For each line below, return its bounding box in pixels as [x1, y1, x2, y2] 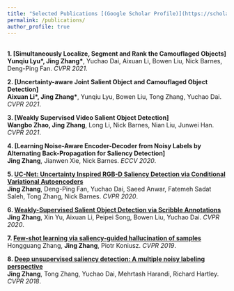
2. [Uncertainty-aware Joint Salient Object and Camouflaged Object [7, 78, 208, 86]
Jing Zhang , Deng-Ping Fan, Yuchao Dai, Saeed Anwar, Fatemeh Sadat [7, 185, 212, 194]
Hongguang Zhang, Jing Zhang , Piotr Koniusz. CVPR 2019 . [7, 242, 176, 250]
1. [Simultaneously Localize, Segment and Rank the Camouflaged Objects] [7, 49, 226, 58]
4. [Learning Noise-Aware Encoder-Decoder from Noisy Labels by [7, 142, 202, 150]
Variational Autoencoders [7, 178, 84, 186]
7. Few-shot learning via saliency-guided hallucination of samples [7, 234, 202, 242]
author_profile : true [7, 23, 70, 30]
